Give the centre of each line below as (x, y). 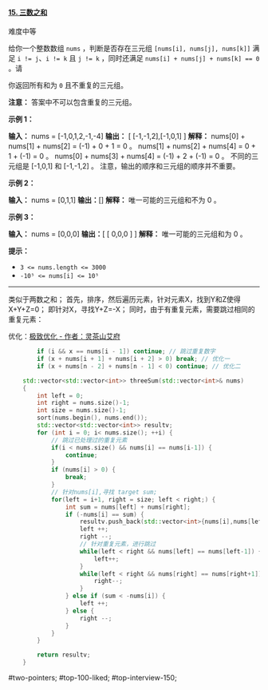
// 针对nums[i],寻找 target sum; (104, 492)
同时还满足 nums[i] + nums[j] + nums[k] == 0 (184, 58)
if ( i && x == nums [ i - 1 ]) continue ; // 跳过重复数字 (126, 351)
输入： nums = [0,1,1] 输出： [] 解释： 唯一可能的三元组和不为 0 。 (114, 200)
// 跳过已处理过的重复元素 (89, 440)
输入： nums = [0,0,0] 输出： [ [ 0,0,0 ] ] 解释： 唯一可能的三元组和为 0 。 (128, 234)
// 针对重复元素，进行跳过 (118, 544)
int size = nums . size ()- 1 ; (82, 410)
